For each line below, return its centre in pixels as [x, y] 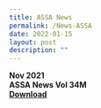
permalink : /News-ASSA [50, 26]
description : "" [39, 50]
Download [28, 95]
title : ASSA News [41, 17]
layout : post [33, 42]
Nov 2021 [27, 75]
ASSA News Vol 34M [48, 85]
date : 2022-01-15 [41, 34]
